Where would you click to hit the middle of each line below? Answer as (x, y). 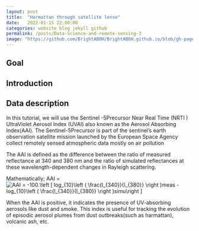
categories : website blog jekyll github (57, 28)
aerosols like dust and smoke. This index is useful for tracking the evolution (98, 208)
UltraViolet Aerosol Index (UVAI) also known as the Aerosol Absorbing (91, 124)
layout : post (22, 12)
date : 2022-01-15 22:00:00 (42, 23)
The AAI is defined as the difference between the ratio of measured (88, 154)
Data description (38, 103)
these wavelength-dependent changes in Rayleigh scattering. (81, 167)
